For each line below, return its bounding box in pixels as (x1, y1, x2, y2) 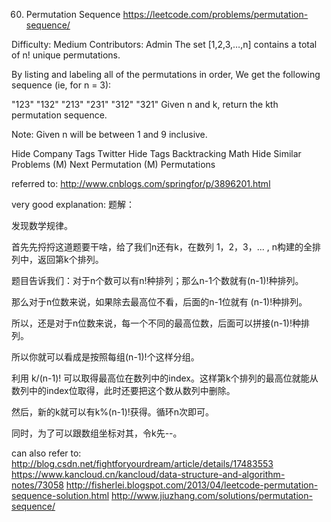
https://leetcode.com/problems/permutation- (122, 9, 309, 20)
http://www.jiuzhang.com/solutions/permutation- (111, 490, 313, 501)
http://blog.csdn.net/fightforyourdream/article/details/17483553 (11, 458, 274, 469)
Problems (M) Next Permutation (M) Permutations (11, 159, 216, 170)
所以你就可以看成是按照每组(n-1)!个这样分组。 (11, 351, 200, 363)
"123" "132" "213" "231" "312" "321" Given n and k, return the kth (11, 99, 279, 110)
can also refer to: (11, 447, 82, 459)
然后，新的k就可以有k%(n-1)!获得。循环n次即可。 (11, 406, 215, 418)
